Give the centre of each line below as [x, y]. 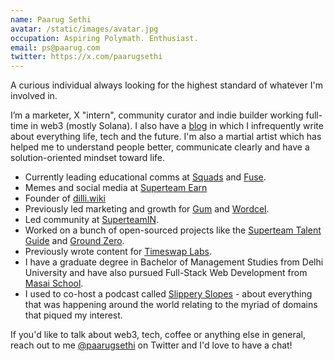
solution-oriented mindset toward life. [88, 158]
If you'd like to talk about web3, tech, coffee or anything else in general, [158, 335]
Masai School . [54, 283]
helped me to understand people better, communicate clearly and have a [160, 147]
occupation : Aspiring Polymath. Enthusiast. [104, 38]
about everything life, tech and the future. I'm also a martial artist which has [166, 137]
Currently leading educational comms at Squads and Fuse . [145, 177]
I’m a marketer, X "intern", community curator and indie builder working [157, 115]
